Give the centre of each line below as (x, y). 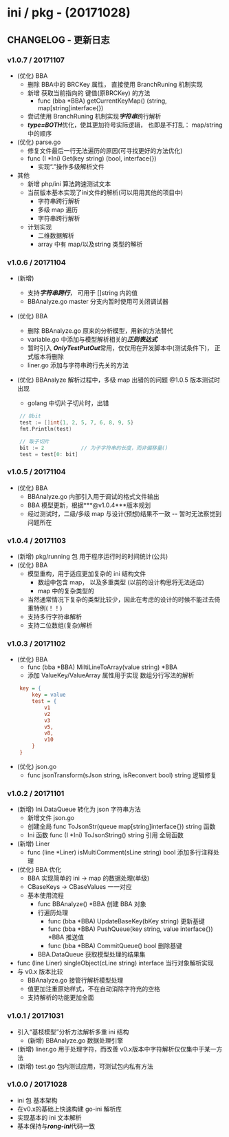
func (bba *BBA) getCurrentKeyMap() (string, (102, 101)
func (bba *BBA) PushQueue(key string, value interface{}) (130, 929)
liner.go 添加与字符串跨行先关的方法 (78, 365)
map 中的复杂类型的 (66, 591)
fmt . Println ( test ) (46, 429)
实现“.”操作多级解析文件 (71, 166)
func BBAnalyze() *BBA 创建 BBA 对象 (92, 904)
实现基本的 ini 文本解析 (49, 1117)
